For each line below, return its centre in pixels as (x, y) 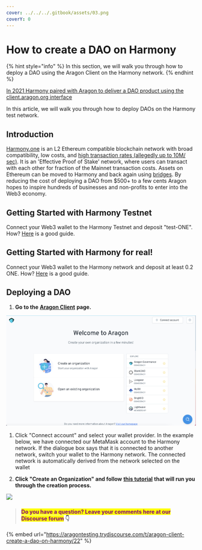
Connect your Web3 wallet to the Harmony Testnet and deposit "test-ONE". (99, 227)
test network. (23, 115)
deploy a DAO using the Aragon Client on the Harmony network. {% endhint (100, 73)
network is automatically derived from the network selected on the (97, 461)
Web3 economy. (26, 194)
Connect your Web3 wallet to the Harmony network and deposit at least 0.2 (100, 267)
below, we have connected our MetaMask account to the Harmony (97, 442)
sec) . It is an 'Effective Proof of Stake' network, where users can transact (97, 162)
